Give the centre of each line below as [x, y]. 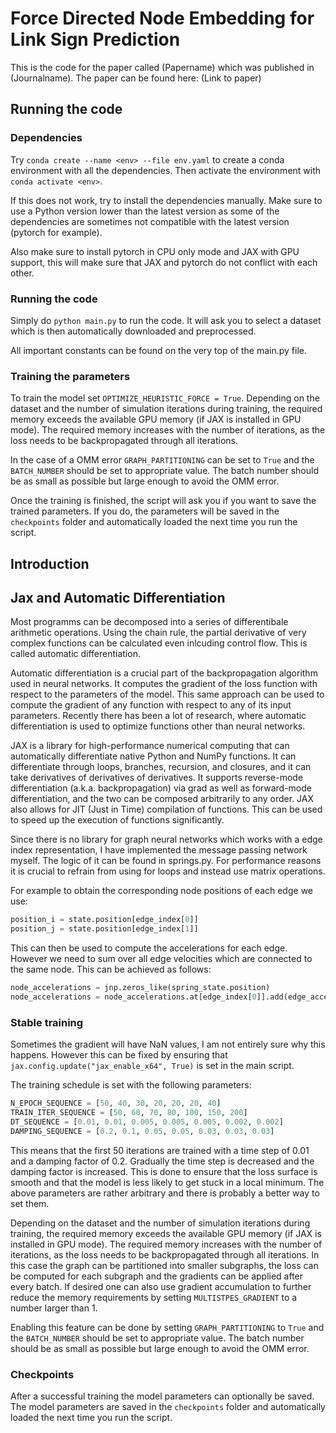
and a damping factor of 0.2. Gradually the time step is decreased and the [162, 1161]
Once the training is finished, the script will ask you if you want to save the [163, 501]
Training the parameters [70, 376]
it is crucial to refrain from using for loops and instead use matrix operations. [168, 871]
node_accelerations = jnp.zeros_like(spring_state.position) [140, 988]
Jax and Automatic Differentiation [118, 598]
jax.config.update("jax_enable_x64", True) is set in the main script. [152, 1066]
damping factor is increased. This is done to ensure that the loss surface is [164, 1171]
